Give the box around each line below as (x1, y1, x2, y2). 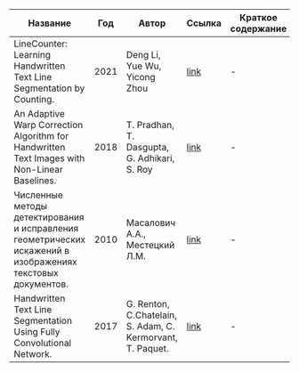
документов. (13, 278, 69, 290)
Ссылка (186, 17, 222, 29)
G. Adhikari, (125, 152, 175, 164)
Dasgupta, (125, 142, 169, 153)
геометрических (13, 233, 86, 246)
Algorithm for (13, 130, 69, 142)
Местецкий (125, 239, 175, 251)
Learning (13, 49, 52, 61)
